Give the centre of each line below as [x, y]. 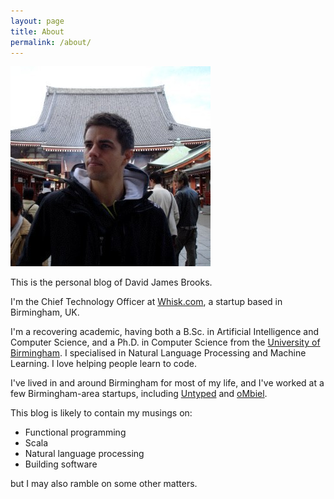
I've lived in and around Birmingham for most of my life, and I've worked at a [167, 383]
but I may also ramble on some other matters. [104, 484]
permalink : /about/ [51, 42]
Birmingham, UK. [45, 312]
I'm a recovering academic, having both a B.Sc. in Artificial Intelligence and [165, 332]
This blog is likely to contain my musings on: [101, 413]
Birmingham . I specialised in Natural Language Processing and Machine [158, 353]
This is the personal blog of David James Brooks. [111, 282]
